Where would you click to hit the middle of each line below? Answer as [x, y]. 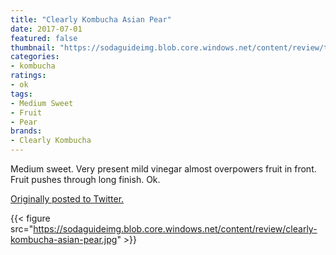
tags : [21, 94]
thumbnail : [33, 47]
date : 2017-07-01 [46, 29]
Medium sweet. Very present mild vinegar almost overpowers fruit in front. [163, 169]
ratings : [28, 76]
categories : [35, 57]
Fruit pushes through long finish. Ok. [85, 179]
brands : [26, 131]
